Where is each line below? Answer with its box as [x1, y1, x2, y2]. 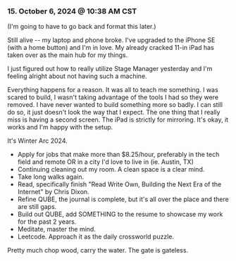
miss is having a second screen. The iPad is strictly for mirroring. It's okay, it [7, 115, 229, 124]
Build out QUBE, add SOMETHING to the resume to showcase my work [17, 210, 223, 219]
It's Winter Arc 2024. [7, 136, 68, 145]
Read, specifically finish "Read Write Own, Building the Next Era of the [17, 180, 222, 189]
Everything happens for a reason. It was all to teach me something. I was [7, 86, 218, 94]
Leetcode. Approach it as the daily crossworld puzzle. [17, 232, 175, 241]
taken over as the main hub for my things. [7, 51, 128, 59]
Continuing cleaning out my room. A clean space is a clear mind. [17, 165, 205, 174]
